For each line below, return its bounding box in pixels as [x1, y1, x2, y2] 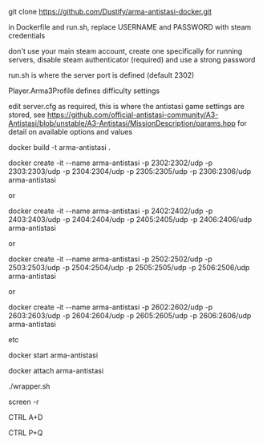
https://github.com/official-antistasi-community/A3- [47, 110, 219, 119]
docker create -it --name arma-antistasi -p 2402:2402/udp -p [8, 206, 213, 216]
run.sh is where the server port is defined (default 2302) [8, 71, 195, 79]
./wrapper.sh [8, 381, 51, 391]
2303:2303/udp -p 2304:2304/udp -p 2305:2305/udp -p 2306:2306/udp [8, 167, 252, 176]
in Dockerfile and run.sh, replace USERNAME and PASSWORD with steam [8, 22, 252, 31]
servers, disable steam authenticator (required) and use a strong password [8, 55, 256, 64]
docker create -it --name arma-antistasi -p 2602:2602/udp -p [8, 302, 213, 312]
